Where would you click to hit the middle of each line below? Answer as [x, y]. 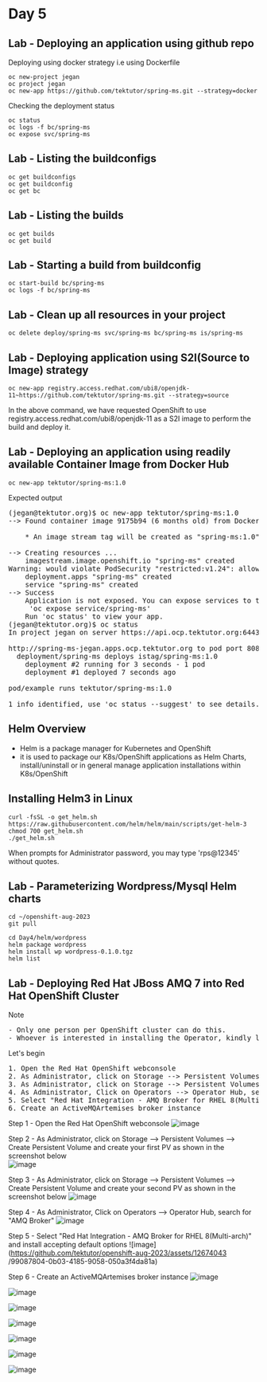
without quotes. [34, 861]
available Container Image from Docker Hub [119, 464]
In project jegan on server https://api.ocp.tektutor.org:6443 [134, 632]
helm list [25, 959]
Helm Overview [47, 729]
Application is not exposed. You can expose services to [138, 600]
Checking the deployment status [62, 106]
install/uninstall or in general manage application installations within [130, 765]
